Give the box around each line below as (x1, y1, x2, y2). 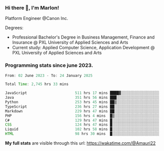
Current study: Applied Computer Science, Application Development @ (12, 45, 155, 51)
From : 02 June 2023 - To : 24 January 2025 (5, 73, 93, 78)
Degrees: (5, 25, 23, 31)
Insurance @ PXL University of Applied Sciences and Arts (12, 39, 128, 45)
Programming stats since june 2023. (5, 62, 94, 69)
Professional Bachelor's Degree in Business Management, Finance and (12, 34, 155, 40)
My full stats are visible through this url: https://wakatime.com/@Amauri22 (5, 140, 156, 146)
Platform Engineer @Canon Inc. (5, 16, 68, 21)
